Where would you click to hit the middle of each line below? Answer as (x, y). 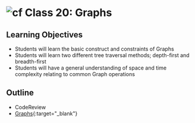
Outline (20, 93)
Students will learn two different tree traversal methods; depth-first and (102, 55)
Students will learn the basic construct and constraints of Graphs (94, 49)
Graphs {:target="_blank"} (46, 113)
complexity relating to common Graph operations (75, 74)
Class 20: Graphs (68, 13)
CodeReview (30, 107)
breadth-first (30, 61)
